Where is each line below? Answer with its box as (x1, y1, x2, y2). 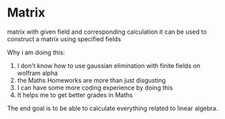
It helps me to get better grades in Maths (17, 91, 133, 99)
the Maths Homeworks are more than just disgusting (17, 76, 167, 84)
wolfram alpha (17, 69, 58, 77)
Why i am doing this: (7, 48, 65, 56)
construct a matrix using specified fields (7, 34, 122, 43)
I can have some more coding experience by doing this (17, 83, 173, 91)
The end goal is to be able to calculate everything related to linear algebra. (7, 104, 218, 112)
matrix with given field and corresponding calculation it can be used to (7, 28, 207, 36)
